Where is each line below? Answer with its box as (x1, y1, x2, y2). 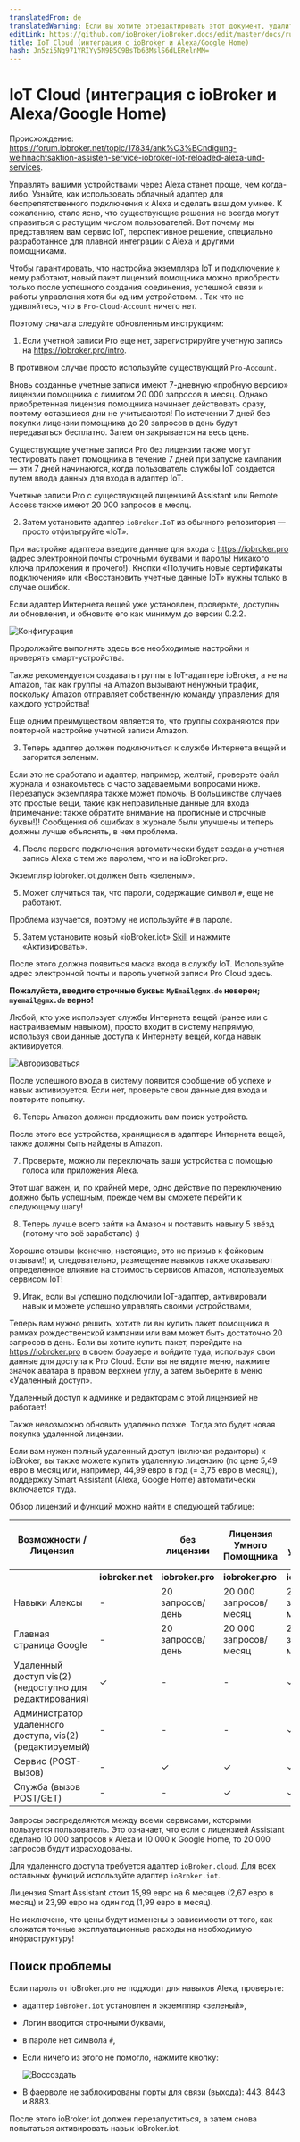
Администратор (13, 1707, 83, 1719)
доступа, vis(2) (13, 1729, 79, 1742)
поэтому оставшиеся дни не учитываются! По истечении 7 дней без (9, 408, 271, 419)
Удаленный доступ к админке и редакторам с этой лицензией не (9, 1393, 259, 1403)
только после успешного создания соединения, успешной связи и (9, 282, 263, 293)
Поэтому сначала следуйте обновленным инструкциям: (9, 318, 225, 329)
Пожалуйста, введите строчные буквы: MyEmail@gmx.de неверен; (9, 985, 261, 996)
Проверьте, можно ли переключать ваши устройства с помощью (21, 1156, 274, 1167)
